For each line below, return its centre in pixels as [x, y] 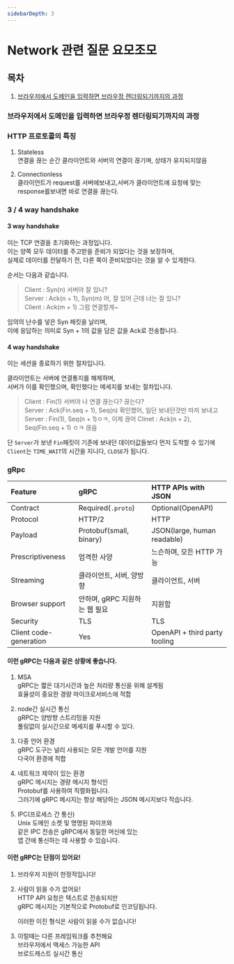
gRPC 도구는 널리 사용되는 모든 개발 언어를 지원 [82, 749]
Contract [25, 508]
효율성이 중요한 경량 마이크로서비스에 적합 [74, 694]
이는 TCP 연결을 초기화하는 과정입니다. [60, 242]
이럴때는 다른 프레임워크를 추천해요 [65, 936]
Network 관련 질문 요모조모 [82, 50]
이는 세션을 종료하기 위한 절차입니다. [56, 364]
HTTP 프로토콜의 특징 [42, 137]
